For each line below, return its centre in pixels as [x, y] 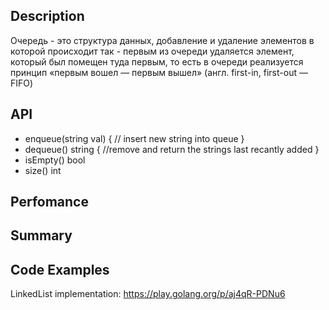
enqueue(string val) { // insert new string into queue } [134, 138]
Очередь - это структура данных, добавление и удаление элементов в [162, 40]
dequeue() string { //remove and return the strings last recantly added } [172, 149]
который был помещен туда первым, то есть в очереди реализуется [157, 61]
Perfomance [49, 202]
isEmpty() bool [55, 160]
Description [47, 16]
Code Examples [60, 269]
